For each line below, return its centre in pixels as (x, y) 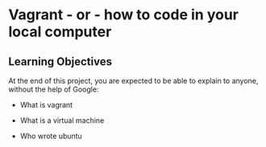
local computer (60, 32)
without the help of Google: (54, 89)
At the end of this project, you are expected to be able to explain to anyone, (133, 81)
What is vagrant (46, 105)
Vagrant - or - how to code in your (124, 15)
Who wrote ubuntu (51, 136)
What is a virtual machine (62, 120)
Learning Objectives (60, 61)
